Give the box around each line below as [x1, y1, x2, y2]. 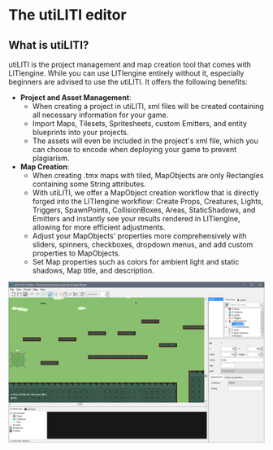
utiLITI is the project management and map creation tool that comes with [8, 59, 252, 69]
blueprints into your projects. [32, 128, 129, 137]
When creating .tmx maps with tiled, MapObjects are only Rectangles [32, 171, 264, 180]
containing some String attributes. [32, 179, 146, 189]
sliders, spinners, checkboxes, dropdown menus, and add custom [32, 240, 253, 249]
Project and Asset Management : [19, 93, 132, 103]
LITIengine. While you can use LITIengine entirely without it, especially [8, 68, 245, 78]
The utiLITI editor [8, 6, 128, 24]
